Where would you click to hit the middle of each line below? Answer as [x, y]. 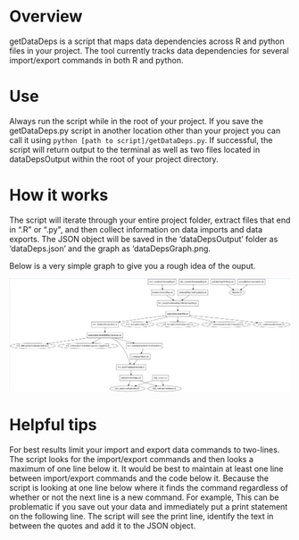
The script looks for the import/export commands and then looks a [132, 460]
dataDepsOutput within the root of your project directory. [114, 159]
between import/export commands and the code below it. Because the [139, 478]
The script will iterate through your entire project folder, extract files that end [150, 220]
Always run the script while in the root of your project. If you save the [136, 121]
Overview [46, 17]
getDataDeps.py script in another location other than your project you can [145, 131]
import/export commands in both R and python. [97, 60]
